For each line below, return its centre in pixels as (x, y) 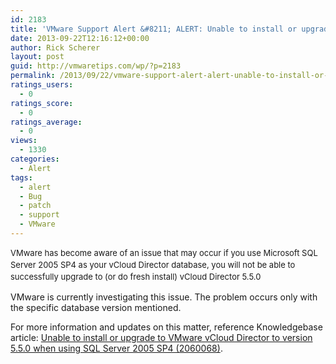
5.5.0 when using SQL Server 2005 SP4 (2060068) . (116, 348)
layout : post (37, 57)
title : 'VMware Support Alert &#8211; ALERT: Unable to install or (154, 29)
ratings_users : (42, 85)
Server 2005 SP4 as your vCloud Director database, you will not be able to (153, 264)
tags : (21, 177)
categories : (35, 159)
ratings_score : (42, 103)
